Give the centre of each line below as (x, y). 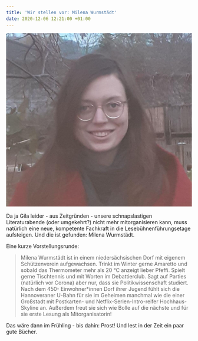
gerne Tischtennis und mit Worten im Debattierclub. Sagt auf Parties (103, 276)
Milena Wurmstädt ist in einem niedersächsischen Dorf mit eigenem (103, 257)
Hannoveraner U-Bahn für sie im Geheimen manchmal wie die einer (103, 295)
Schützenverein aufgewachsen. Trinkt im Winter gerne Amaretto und (104, 264)
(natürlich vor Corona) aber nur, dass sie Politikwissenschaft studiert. (104, 283)
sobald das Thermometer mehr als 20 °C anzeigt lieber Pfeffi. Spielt (103, 270)
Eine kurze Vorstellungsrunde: (43, 246)
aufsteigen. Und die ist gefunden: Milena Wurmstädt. (70, 235)
